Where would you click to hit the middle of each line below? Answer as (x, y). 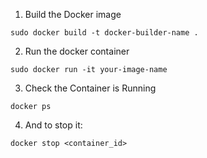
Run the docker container (77, 51)
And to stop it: (53, 125)
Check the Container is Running (90, 88)
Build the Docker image (73, 14)
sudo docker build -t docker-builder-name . (104, 33)
